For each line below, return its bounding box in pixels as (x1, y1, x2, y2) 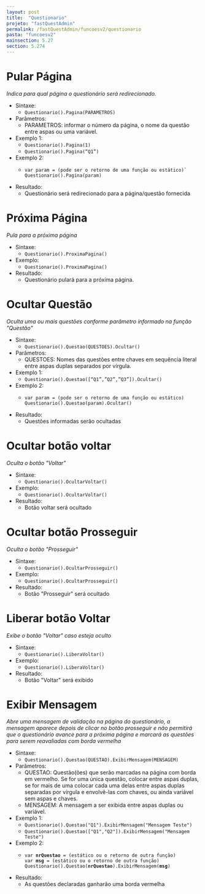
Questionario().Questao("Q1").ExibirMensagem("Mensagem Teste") (24, 822, 193, 828)
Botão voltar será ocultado (24, 504, 92, 511)
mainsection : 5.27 (6, 37, 53, 44)
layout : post (6, 9, 40, 15)
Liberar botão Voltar (6, 611, 110, 625)
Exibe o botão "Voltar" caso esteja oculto (6, 631, 112, 639)
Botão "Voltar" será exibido (24, 676, 94, 684)
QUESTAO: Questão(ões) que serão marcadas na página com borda (24, 769, 196, 776)
